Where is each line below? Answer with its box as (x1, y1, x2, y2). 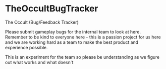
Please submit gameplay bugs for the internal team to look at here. (5, 29, 141, 34)
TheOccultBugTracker (5, 3, 98, 14)
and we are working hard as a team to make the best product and (5, 39, 139, 45)
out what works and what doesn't (5, 59, 73, 65)
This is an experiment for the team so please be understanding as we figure (5, 54, 160, 60)
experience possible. (5, 44, 48, 50)
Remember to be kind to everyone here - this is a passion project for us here (5, 34, 161, 40)
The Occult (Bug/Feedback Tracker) (5, 19, 79, 25)
